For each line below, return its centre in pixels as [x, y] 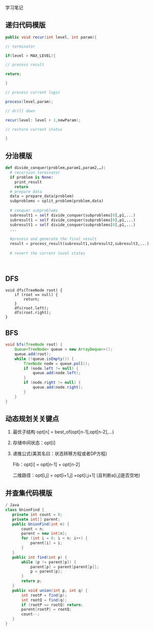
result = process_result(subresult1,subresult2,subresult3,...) [80, 244]
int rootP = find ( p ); [44, 595]
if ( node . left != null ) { [51, 368]
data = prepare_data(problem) [42, 196]
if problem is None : [32, 177]
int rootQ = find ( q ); [44, 600]
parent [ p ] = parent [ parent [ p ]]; [65, 567]
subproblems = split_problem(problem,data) [57, 201]
